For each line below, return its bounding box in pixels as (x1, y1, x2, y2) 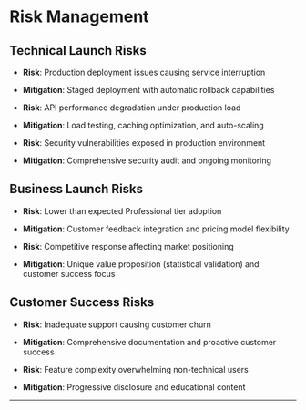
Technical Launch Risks (9, 43, 148, 58)
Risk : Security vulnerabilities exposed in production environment (22, 138, 266, 148)
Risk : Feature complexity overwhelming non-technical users (22, 364, 249, 374)
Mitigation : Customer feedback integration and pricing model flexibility (22, 223, 290, 234)
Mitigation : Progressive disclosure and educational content (22, 381, 246, 393)
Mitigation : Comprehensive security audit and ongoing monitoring (22, 155, 271, 166)
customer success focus (22, 268, 116, 279)
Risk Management (9, 6, 149, 27)
